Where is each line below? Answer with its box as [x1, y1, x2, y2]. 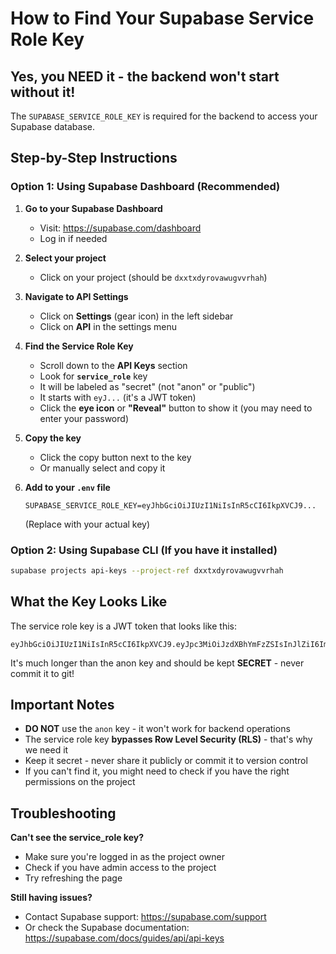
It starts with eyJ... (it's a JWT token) [39, 391, 197, 403]
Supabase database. [10, 121, 95, 132]
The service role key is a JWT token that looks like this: [10, 620, 238, 632]
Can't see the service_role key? [10, 832, 145, 844]
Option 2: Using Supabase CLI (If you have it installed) [10, 543, 278, 557]
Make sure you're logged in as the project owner [24, 851, 225, 863]
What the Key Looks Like [10, 593, 168, 611]
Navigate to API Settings [24, 290, 129, 302]
